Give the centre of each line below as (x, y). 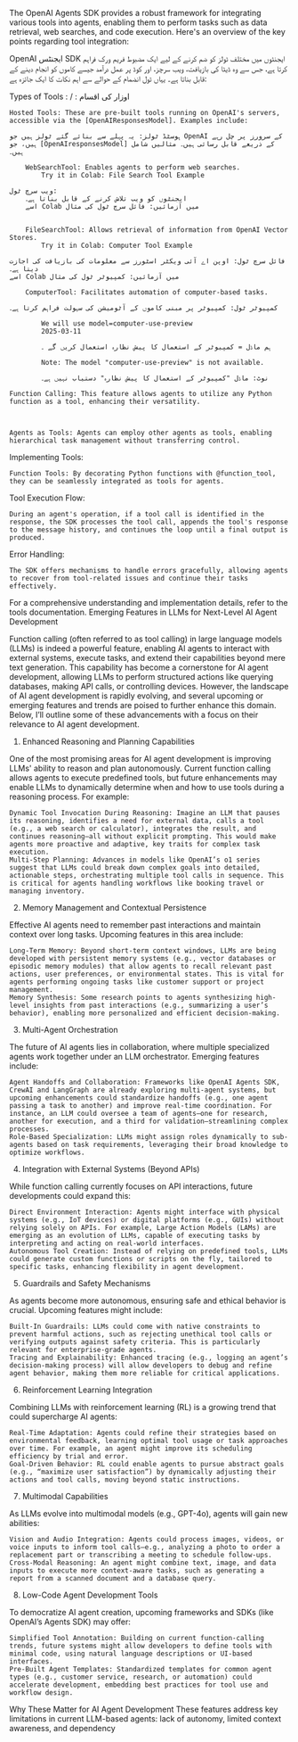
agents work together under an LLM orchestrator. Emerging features (134, 1057)
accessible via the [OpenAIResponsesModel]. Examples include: (129, 120)
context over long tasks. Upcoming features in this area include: (126, 934)
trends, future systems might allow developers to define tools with (141, 1646)
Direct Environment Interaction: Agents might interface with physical (145, 1212)
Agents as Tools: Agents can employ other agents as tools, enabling (141, 433)
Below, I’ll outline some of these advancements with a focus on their (134, 714)
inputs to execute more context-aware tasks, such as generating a (137, 1571)
